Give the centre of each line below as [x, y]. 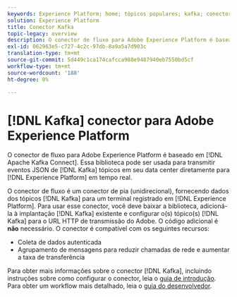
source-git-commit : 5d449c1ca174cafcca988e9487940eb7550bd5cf [101, 60]
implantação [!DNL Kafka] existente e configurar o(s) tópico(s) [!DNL [119, 214]
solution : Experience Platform [53, 20]
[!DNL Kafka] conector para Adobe [111, 120]
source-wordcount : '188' [44, 73]
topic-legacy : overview [42, 34]
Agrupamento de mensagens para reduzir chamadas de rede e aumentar [123, 250]
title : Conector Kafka [41, 27]
